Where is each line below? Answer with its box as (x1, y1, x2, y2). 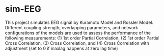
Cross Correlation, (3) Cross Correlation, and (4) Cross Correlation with (5, 40, 149, 46)
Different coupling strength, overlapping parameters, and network (5, 24, 138, 30)
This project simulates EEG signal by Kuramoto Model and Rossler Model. (5, 19, 154, 25)
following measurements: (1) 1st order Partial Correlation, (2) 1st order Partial (5, 35, 160, 41)
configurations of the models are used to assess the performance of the (5, 30, 151, 36)
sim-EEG (5, 3, 41, 15)
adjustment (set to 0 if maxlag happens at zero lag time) (5, 45, 118, 51)
